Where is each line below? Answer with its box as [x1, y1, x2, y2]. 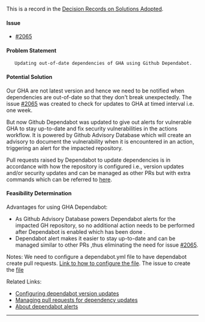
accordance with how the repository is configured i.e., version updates [6, 162, 184, 170]
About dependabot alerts [15, 302, 78, 310]
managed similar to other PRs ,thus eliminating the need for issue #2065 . [15, 241, 198, 249]
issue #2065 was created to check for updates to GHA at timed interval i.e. [6, 100, 194, 107]
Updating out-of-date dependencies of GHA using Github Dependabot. [14, 61, 192, 67]
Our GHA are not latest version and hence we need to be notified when [6, 87, 185, 94]
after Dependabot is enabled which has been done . [15, 228, 146, 235]
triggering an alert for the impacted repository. [6, 144, 123, 152]
